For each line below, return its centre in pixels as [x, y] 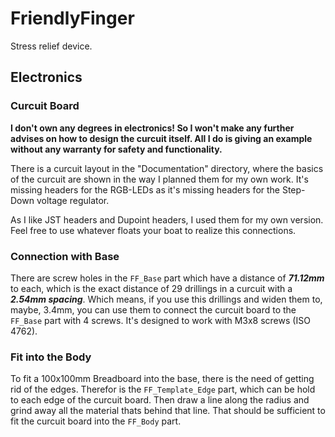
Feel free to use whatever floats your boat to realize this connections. [153, 230]
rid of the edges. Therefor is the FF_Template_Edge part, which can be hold [163, 389]
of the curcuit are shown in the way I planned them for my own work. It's [159, 179]
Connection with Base [65, 256]
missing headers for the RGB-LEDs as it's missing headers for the [145, 189]
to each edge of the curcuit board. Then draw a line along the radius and [160, 400]
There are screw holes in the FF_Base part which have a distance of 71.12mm [167, 278]
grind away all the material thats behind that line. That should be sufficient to [168, 411]
